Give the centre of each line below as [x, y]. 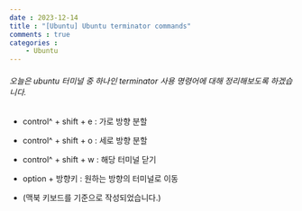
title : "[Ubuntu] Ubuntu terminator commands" [101, 26]
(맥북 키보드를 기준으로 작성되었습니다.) [92, 198]
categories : [34, 43]
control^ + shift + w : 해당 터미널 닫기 [89, 160]
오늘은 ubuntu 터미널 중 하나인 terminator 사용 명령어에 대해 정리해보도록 [139, 81]
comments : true [40, 34]
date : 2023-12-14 [44, 18]
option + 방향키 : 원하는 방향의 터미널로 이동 [100, 179]
